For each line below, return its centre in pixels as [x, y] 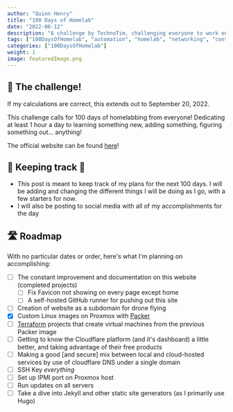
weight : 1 [21, 53]
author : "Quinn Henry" [40, 14]
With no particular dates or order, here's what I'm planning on [95, 256]
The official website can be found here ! [63, 145]
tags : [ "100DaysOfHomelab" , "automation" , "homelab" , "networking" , [108, 40]
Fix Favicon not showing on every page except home [103, 292]
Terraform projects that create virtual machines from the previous [111, 324]
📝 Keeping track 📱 [46, 167]
